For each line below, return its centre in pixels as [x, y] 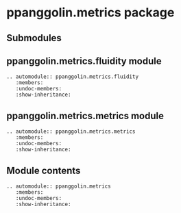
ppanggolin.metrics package [90, 13]
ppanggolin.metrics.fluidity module [84, 61]
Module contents [44, 170]
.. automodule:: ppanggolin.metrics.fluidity [72, 77]
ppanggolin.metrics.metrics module [85, 115]
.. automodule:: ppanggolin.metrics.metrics [71, 131]
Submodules [34, 38]
